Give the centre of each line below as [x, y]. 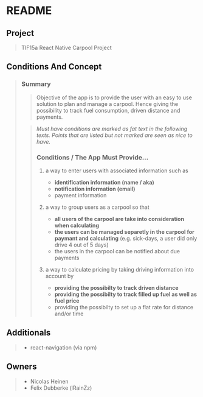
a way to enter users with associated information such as [117, 170]
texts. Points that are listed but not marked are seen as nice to [114, 135]
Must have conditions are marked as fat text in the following [112, 128]
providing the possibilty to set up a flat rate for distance [124, 307]
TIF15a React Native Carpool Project [66, 47]
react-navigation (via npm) [64, 347]
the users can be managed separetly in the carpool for [124, 231]
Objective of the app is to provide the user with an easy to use [114, 97]
